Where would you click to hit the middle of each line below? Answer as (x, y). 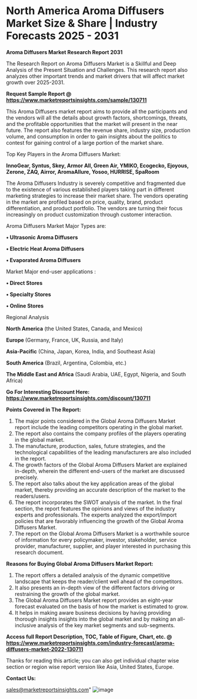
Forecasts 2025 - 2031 (62, 36)
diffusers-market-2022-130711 (45, 649)
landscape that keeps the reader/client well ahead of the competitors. (99, 581)
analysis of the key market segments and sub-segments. (106, 625)
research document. (39, 552)
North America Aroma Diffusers (85, 11)
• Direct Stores (24, 283)
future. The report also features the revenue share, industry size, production (98, 130)
